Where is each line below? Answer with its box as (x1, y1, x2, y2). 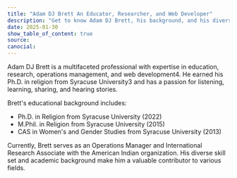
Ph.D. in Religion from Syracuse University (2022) (17, 112, 162, 121)
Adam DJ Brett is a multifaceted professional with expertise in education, (7, 63, 219, 71)
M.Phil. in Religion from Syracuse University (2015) (17, 120, 166, 128)
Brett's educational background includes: (7, 99, 127, 107)
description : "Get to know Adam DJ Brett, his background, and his (7, 17, 210, 24)
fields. (7, 164, 26, 172)
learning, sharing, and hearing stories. (7, 85, 118, 93)
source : (7, 37, 30, 44)
